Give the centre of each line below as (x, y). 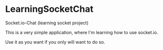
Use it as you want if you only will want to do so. (55, 42)
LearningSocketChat (49, 9)
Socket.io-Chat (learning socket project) (47, 23)
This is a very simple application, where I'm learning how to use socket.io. (82, 32)
